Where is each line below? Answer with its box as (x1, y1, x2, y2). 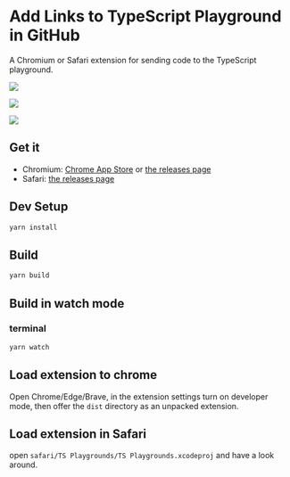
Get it (9, 140, 40, 155)
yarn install (9, 223, 58, 232)
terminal (9, 323, 46, 335)
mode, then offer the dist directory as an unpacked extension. (9, 400, 239, 411)
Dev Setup (9, 199, 69, 215)
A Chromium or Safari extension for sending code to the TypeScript (9, 54, 257, 65)
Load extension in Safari (9, 426, 147, 441)
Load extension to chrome (9, 367, 158, 382)
